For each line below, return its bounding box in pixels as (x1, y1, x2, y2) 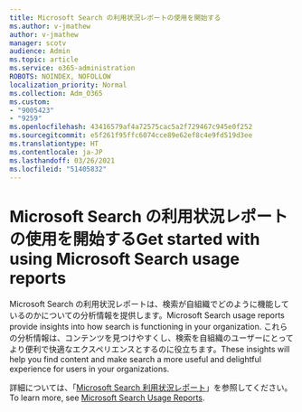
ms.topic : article (9, 55, 79, 64)
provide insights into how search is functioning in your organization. (9, 322, 262, 332)
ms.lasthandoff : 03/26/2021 (9, 155, 116, 165)
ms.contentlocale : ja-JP (9, 147, 103, 156)
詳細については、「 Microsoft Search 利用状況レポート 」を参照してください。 (9, 382, 293, 393)
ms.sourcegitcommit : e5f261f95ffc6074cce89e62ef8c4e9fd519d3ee (9, 131, 253, 140)
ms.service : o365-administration (9, 64, 136, 73)
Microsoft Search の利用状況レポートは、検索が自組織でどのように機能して (9, 299, 289, 310)
